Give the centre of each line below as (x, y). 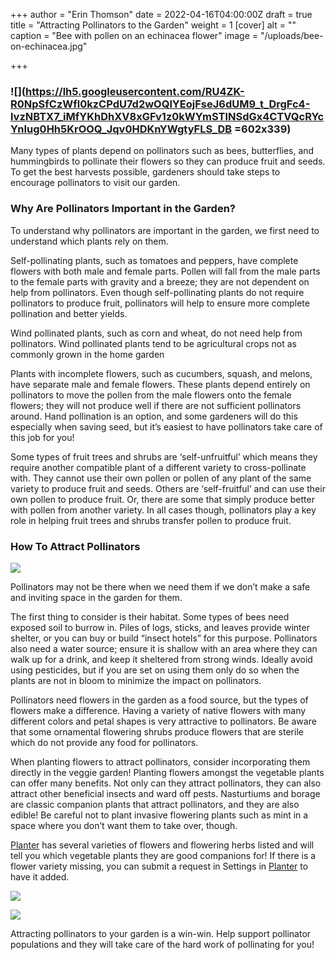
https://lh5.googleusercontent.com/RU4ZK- (135, 91)
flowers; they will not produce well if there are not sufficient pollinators (156, 405)
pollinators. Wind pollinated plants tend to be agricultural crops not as (153, 343)
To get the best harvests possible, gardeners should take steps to (145, 172)
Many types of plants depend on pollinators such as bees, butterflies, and (162, 151)
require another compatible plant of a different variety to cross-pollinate (158, 467)
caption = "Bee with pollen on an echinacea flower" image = (134, 35)
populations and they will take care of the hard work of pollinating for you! (162, 944)
